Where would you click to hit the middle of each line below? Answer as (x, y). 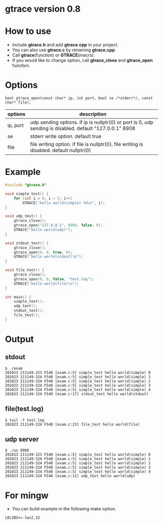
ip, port (16, 125)
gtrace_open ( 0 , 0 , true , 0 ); (43, 252)
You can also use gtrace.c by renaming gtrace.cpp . (64, 50)
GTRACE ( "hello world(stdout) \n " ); (49, 257)
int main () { (18, 297)
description (93, 114)
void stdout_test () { (27, 243)
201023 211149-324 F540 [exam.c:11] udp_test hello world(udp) (70, 476)
